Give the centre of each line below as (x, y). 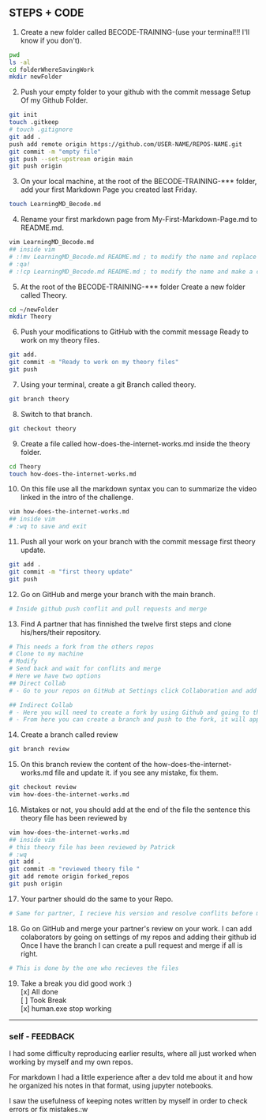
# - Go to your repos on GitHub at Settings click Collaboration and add (133, 690)
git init (23, 115)
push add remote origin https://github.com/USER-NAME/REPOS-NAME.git (126, 144)
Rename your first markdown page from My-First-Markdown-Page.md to (139, 220)
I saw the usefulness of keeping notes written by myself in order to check (128, 1100)
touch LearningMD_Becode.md (55, 205)
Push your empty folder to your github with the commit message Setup (135, 92)
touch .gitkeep (34, 122)
